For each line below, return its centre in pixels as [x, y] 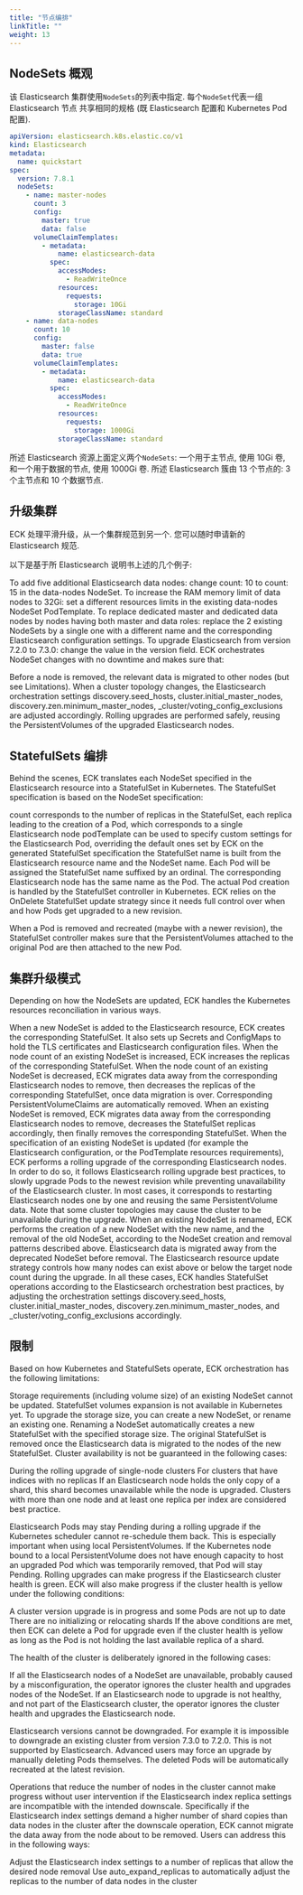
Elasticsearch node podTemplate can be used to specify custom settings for [151, 834]
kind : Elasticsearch [48, 145]
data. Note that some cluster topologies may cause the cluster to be [135, 1210]
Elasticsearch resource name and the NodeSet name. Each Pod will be [140, 863]
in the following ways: [50, 1844]
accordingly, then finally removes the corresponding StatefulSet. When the [148, 1133]
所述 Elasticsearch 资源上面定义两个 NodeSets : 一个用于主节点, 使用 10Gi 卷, [147, 457]
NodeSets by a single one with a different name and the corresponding [141, 631]
